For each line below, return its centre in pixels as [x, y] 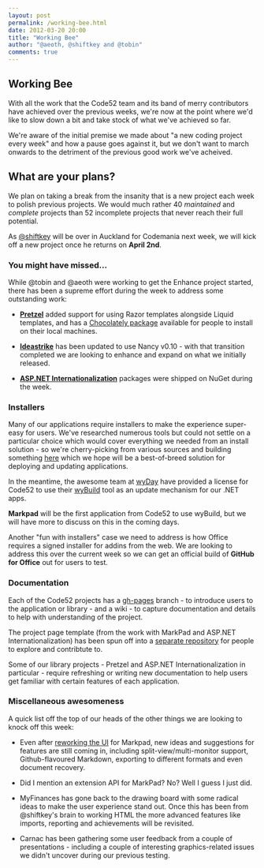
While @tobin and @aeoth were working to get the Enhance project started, [131, 282]
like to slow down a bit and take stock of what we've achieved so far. [119, 120]
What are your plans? [62, 177]
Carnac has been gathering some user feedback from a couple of [126, 838]
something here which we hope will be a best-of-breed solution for [117, 458]
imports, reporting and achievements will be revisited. [107, 823]
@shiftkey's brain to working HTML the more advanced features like [130, 814]
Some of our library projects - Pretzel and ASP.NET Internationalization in [127, 664]
